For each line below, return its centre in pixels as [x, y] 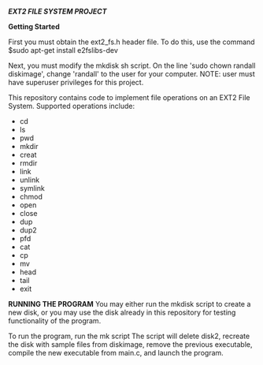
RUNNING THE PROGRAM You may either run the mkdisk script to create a [130, 304]
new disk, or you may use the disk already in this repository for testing [122, 312]
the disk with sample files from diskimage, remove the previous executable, [130, 345]
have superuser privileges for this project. [76, 82]
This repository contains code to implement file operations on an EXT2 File [129, 97]
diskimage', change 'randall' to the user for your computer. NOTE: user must [132, 74]
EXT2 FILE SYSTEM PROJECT [58, 11]
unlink [30, 180]
